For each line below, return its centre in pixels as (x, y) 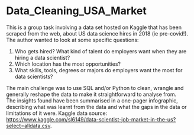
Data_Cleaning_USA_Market (76, 11)
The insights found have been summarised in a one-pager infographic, (92, 100)
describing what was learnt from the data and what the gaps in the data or (97, 107)
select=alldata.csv (28, 126)
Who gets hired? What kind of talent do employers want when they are (101, 51)
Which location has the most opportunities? (68, 64)
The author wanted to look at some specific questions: (72, 40)
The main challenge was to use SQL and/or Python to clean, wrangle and (95, 88)
